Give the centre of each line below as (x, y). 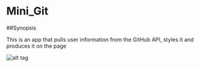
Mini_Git (27, 11)
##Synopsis (21, 28)
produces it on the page (37, 46)
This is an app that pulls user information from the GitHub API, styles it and (100, 39)
